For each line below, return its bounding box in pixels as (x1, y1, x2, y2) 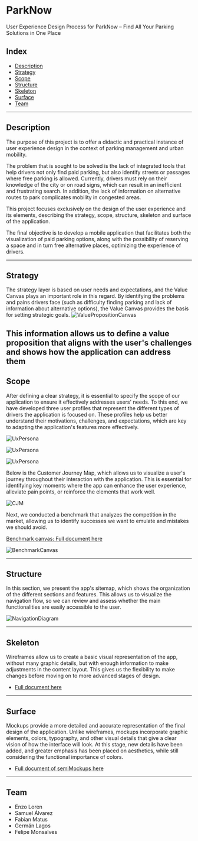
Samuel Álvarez (14, 809, 53, 816)
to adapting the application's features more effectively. (6, 423, 139, 430)
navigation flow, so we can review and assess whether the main (6, 598, 161, 605)
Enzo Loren (14, 803, 43, 810)
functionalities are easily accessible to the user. (6, 603, 121, 611)
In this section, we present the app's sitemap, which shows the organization (6, 585, 190, 592)
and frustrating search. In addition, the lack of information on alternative (6, 187, 181, 194)
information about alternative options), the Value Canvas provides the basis (6, 305, 189, 312)
